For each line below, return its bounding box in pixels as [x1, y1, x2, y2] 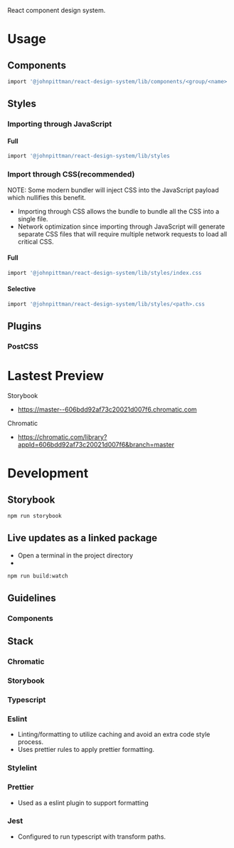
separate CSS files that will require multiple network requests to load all [17, 229, 228, 238]
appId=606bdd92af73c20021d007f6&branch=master [17, 440, 175, 449]
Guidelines [7, 592, 56, 604]
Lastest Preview [7, 368, 105, 384]
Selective [7, 285, 36, 293]
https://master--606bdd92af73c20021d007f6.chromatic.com [17, 405, 197, 414]
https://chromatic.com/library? [17, 432, 107, 441]
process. [17, 738, 44, 746]
